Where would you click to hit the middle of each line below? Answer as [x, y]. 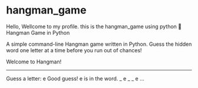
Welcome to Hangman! [34, 62]
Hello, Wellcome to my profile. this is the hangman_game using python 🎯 [94, 26]
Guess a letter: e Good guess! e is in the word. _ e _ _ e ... [75, 78]
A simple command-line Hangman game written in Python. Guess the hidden [99, 44]
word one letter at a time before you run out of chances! [74, 50]
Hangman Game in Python [38, 32]
